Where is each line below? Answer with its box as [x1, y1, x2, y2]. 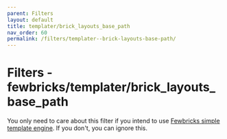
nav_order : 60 [7, 29, 48, 36]
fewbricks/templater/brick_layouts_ [7, 79, 216, 95]
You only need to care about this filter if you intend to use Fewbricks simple [7, 117, 221, 125]
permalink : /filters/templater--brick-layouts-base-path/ [7, 36, 176, 42]
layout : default [7, 16, 53, 23]
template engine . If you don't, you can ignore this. [7, 124, 147, 132]
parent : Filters [7, 10, 53, 17]
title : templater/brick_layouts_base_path [7, 23, 130, 29]
